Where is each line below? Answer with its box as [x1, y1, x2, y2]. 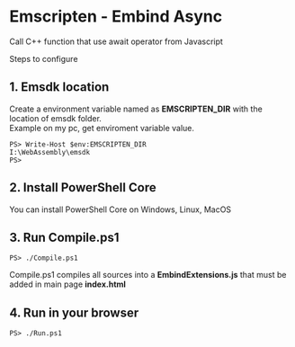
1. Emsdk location [9, 79, 110, 95]
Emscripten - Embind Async [9, 6, 223, 27]
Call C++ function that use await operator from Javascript [9, 36, 223, 47]
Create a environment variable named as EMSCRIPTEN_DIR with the [9, 103, 263, 114]
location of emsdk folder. [9, 112, 102, 123]
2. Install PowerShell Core [9, 180, 156, 195]
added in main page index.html [9, 279, 126, 289]
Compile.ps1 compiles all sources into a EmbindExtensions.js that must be [9, 270, 287, 280]
